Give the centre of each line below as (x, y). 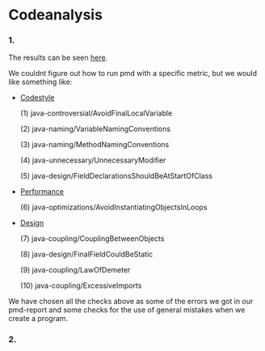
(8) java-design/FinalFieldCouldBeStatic (86, 254)
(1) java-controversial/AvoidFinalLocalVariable (96, 113)
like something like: (40, 82)
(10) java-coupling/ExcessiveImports (81, 285)
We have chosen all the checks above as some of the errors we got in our (131, 302)
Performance (42, 192)
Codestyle (37, 98)
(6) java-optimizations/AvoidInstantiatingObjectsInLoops (114, 207)
